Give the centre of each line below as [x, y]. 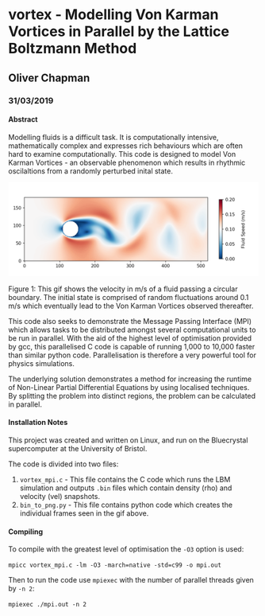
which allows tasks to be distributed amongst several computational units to [132, 329]
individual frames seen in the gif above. [84, 513]
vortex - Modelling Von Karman [113, 15]
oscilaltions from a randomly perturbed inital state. [90, 171]
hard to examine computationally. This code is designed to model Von [122, 154]
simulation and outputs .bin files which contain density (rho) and [126, 488]
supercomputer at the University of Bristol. [78, 448]
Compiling [26, 532]
